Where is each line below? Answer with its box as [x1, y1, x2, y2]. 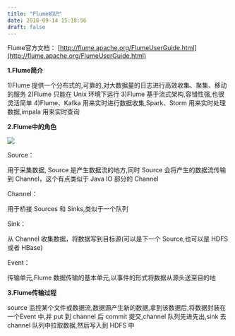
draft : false [7, 23, 46, 30]
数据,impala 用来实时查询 [7, 107, 80, 116]
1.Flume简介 [7, 66, 44, 75]
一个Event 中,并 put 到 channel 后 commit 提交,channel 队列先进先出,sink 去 [7, 312, 227, 321]
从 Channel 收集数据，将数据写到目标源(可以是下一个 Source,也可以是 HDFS [7, 234, 228, 244]
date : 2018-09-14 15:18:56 [7, 17, 87, 24]
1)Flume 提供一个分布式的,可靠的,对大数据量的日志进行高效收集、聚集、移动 [7, 81, 227, 90]
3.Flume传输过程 [7, 289, 57, 297]
